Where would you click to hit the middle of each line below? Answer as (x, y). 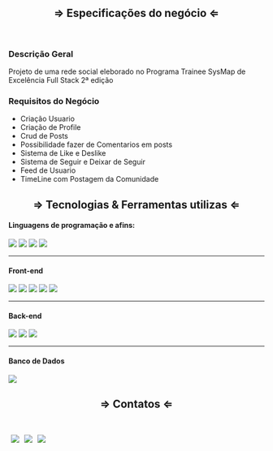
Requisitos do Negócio (54, 101)
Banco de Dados (37, 361)
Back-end (25, 316)
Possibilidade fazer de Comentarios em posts (96, 144)
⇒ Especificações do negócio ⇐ (136, 13)
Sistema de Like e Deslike (63, 153)
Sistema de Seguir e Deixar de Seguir (83, 162)
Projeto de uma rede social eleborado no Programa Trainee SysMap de (127, 71)
